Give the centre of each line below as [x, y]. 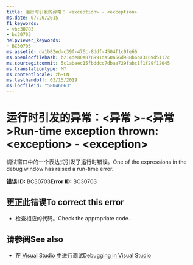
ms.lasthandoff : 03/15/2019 [42, 80]
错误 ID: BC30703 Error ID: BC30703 [52, 181]
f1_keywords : [23, 23]
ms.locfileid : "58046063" [39, 86]
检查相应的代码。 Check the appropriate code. [72, 218]
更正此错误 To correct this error [65, 202]
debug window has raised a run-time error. [60, 169]
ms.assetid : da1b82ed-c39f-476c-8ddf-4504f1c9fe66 [72, 52]
